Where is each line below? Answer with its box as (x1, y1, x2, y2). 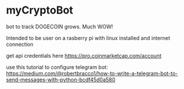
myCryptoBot (6, 4, 73, 17)
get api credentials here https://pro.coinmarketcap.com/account (6, 52, 162, 59)
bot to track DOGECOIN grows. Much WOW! (6, 23, 113, 30)
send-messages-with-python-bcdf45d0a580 (6, 76, 116, 83)
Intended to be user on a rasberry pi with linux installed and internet (6, 34, 170, 41)
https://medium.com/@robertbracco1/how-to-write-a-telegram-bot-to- (6, 70, 178, 77)
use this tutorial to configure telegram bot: (6, 63, 108, 71)
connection (6, 41, 34, 48)
